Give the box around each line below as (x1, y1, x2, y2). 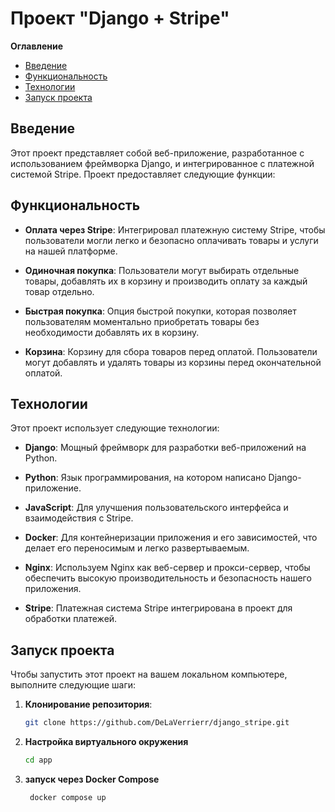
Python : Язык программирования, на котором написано (24, 472, 267, 484)
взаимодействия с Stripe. (24, 512, 134, 524)
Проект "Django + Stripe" (10, 7, 230, 30)
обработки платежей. (24, 613, 118, 625)
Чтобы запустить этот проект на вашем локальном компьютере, (10, 668, 288, 681)
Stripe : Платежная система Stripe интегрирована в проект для (24, 602, 293, 614)
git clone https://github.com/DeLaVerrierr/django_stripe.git (24, 718, 290, 728)
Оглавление (10, 40, 64, 52)
